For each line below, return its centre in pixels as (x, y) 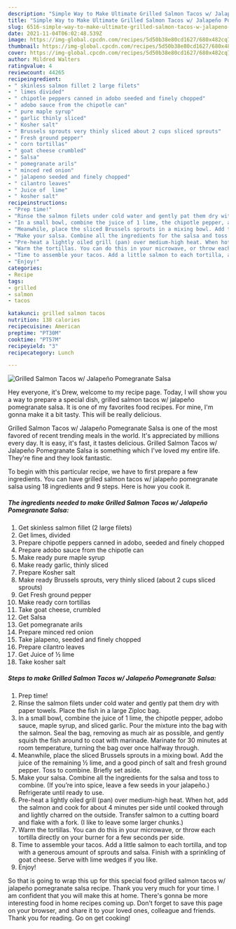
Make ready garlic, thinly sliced (63, 565)
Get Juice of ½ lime (46, 655)
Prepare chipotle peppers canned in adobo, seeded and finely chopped (121, 543)
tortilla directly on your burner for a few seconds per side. (101, 837)
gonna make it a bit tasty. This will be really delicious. (85, 415)
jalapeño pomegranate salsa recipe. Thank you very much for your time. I (113, 888)
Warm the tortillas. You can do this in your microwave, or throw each (117, 830)
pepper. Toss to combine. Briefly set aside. (80, 770)
